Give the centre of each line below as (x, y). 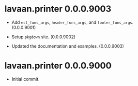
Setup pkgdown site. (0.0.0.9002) (43, 37)
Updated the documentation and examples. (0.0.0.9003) (68, 46)
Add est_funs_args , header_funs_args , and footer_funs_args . (72, 22)
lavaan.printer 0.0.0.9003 (58, 9)
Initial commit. (25, 79)
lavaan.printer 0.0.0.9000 (58, 66)
